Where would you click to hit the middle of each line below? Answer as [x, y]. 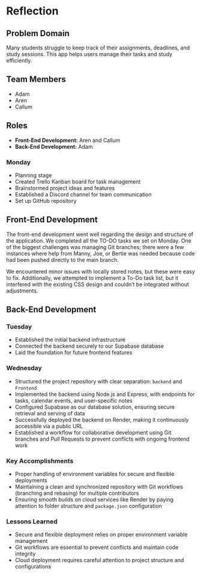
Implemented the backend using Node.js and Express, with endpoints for [105, 394]
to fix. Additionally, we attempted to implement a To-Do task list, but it [92, 277]
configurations [33, 566]
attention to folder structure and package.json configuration [88, 506]
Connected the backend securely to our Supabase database [89, 346]
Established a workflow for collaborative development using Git [93, 432]
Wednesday [24, 368]
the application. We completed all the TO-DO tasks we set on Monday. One [99, 240]
